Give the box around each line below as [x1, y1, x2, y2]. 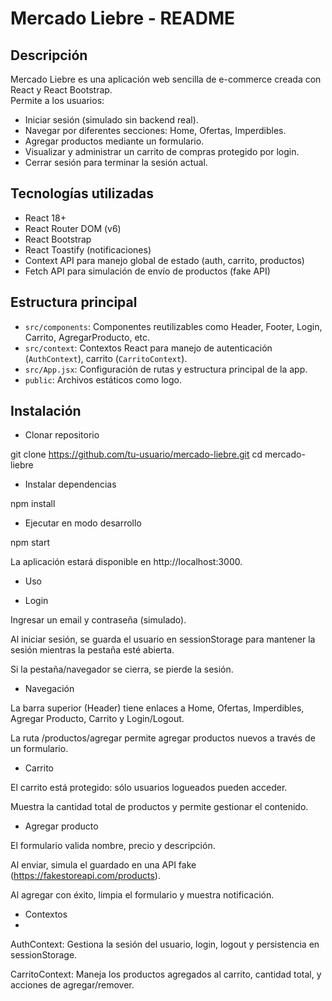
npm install [10, 498, 56, 510]
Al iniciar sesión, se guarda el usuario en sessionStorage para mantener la [10, 633, 316, 646]
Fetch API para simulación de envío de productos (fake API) [24, 265, 271, 277]
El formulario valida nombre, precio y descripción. [10, 840, 216, 852]
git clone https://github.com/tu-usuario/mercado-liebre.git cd [10, 448, 263, 461]
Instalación [10, 403, 82, 420]
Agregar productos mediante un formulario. [24, 135, 205, 147]
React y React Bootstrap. [10, 84, 113, 96]
